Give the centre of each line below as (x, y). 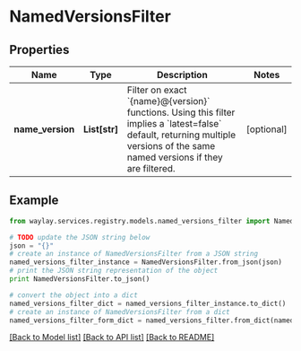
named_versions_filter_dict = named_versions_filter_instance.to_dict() (148, 303)
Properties (39, 50)
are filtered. (151, 168)
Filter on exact (157, 90)
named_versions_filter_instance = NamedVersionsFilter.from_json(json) (146, 262)
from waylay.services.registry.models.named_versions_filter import (140, 221)
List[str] (101, 129)
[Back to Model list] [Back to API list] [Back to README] (112, 338)
